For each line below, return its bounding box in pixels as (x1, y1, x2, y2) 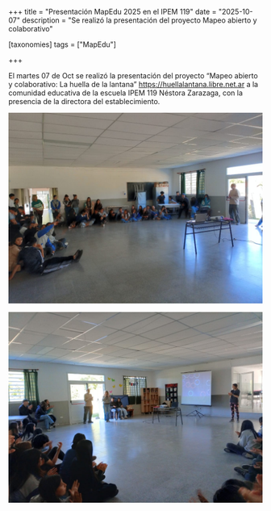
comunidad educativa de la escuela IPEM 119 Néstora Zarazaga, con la (8, 88, 244, 98)
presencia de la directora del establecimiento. (8, 97, 161, 106)
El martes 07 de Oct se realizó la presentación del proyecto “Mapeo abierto (8, 71, 258, 80)
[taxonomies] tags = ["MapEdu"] (8, 40, 117, 49)
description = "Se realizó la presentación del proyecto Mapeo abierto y (21, 15, 257, 25)
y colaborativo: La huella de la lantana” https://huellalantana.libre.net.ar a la (8, 80, 259, 89)
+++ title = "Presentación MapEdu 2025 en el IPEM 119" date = (8, 7, 217, 16)
